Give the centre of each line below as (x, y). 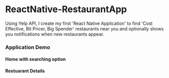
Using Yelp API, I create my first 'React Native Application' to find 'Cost (79, 23)
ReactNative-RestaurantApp (66, 9)
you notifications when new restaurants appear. (55, 34)
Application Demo (28, 47)
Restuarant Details (25, 71)
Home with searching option (36, 59)
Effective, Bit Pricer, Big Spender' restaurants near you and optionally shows (84, 28)
